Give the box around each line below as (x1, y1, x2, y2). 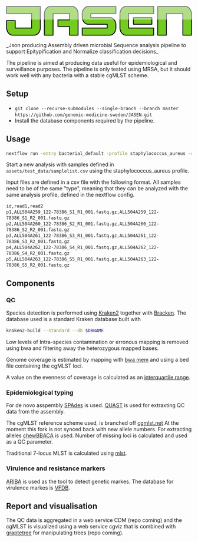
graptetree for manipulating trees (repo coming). (6, 529, 124, 536)
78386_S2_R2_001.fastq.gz (6, 227, 70, 233)
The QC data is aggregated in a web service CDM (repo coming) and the (6, 517, 183, 524)
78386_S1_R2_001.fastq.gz (6, 215, 70, 221)
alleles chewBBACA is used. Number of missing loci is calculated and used (6, 432, 187, 439)
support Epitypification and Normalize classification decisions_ (6, 48, 159, 55)
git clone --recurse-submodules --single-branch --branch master (14, 105, 179, 111)
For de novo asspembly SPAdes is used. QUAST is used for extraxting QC (6, 402, 185, 409)
